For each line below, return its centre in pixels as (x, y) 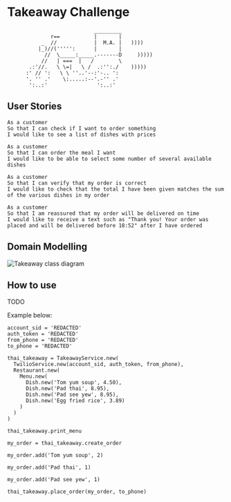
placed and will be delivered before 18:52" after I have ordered (105, 225)
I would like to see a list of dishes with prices (82, 135)
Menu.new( (34, 376)
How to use (32, 285)
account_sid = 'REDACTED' (44, 328)
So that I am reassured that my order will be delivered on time (103, 213)
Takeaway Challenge (68, 12)
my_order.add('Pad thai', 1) (49, 468)
